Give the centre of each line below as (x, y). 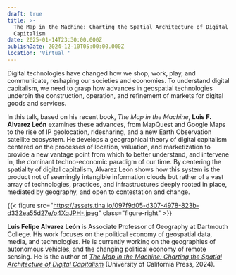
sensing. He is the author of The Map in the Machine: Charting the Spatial (114, 256)
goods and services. (37, 103)
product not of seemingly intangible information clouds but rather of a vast (116, 176)
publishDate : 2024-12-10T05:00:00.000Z (66, 47)
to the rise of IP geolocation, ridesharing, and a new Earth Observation (110, 132)
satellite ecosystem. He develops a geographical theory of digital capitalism (117, 139)
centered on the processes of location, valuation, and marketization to (109, 147)
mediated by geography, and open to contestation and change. (99, 192)
